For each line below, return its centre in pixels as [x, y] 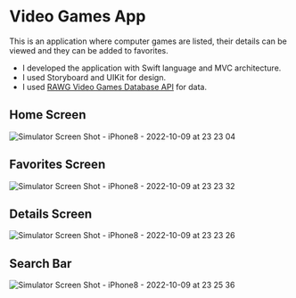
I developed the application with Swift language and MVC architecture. [152, 68]
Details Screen [51, 214]
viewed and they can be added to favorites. [89, 50]
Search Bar [41, 264]
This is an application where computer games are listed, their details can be [148, 41]
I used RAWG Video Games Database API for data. [115, 87]
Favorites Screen [58, 165]
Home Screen [48, 115]
